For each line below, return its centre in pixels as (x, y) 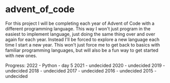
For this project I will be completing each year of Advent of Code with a (80, 23)
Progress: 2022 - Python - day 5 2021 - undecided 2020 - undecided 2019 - (85, 65)
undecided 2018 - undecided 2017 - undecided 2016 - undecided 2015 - (81, 71)
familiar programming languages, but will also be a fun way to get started (82, 50)
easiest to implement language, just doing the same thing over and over (80, 34)
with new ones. (21, 55)
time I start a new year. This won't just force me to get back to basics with (83, 45)
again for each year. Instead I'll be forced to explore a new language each (82, 39)
